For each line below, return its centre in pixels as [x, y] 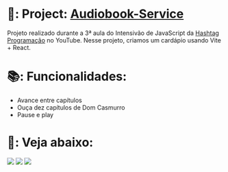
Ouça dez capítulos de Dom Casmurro [71, 107]
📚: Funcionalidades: [67, 76]
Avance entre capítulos [49, 100]
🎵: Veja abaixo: [50, 143]
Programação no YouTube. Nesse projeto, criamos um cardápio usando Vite [114, 40]
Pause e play [35, 114]
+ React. [19, 47]
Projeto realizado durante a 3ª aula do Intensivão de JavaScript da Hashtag [113, 33]
